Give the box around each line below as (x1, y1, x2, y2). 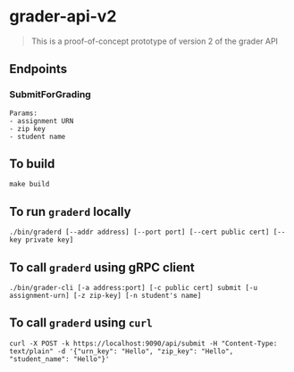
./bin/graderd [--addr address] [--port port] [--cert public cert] (9, 227, 270, 237)
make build (9, 180, 50, 189)
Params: (9, 109, 38, 118)
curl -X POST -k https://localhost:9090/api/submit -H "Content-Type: (9, 339, 278, 348)
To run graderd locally (9, 203, 131, 219)
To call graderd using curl (9, 315, 154, 331)
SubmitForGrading (9, 88, 91, 101)
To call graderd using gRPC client (9, 260, 195, 275)
